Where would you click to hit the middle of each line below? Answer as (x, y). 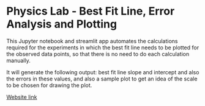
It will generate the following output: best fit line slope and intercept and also (103, 72)
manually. (18, 60)
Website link (22, 97)
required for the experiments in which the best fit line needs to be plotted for (103, 48)
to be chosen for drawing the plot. (49, 85)
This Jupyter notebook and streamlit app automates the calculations (92, 41)
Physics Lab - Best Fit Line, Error (91, 11)
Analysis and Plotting (62, 24)
